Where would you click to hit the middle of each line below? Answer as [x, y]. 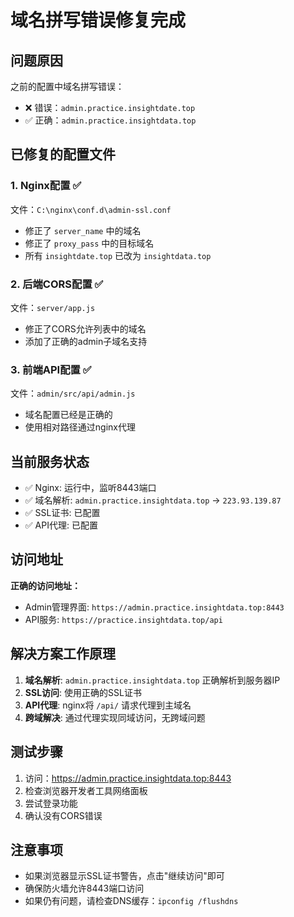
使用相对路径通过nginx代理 [80, 427]
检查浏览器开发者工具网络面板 [86, 790]
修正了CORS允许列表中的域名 [85, 328]
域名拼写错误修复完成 [98, 20]
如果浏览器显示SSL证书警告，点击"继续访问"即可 [124, 876]
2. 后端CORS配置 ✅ [57, 284]
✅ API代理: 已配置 [61, 525]
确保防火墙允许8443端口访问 [84, 888]
